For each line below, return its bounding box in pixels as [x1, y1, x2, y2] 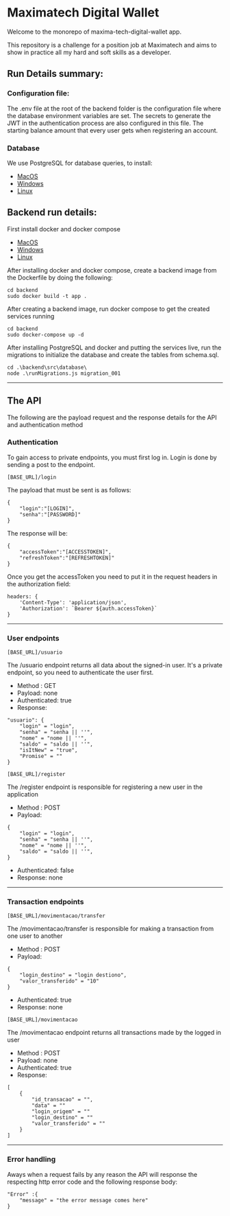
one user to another [7, 932, 63, 940]
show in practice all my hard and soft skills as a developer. [7, 48, 172, 56]
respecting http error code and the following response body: [7, 1178, 178, 1186]
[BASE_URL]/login [7, 474, 57, 481]
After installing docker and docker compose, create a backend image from [7, 266, 217, 274]
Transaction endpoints [7, 897, 84, 907]
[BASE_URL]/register [7, 771, 66, 778]
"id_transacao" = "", [31, 1097, 94, 1103]
